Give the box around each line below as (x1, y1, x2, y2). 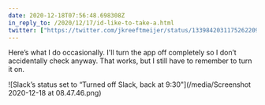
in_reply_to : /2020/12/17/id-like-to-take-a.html (8, 19, 175, 27)
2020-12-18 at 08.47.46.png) (8, 88, 102, 98)
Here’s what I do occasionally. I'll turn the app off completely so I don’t (8, 48, 237, 58)
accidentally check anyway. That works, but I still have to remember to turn (8, 56, 252, 66)
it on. (8, 65, 25, 74)
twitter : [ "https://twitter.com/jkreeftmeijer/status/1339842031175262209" (8, 26, 263, 34)
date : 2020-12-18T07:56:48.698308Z (8, 11, 125, 20)
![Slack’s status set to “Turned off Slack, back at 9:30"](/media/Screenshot (8, 80, 251, 89)
